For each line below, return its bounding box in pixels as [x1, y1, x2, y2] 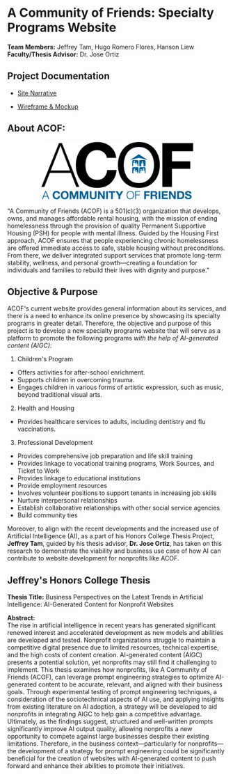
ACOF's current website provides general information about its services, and [7, 304, 227, 313]
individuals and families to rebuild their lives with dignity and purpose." [7, 266, 210, 274]
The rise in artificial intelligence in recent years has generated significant [7, 621, 216, 629]
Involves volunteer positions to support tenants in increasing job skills [17, 489, 217, 497]
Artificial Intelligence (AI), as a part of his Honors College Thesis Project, [7, 532, 215, 540]
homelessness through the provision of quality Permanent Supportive [7, 221, 207, 230]
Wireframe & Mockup [17, 102, 79, 111]
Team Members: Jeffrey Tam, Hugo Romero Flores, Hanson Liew [7, 42, 195, 51]
